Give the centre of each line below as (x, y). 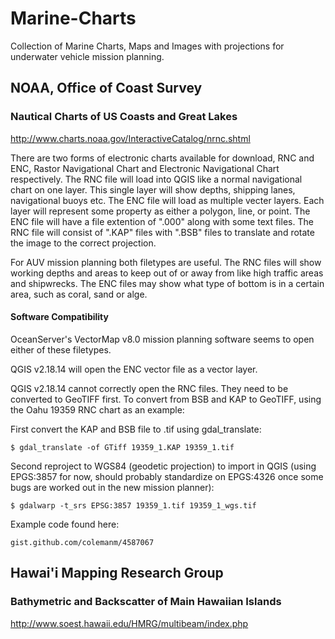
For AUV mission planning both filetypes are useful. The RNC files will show (166, 262)
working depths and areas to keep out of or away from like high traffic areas (167, 273)
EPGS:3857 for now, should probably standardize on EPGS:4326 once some (167, 476)
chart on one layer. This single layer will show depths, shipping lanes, (153, 189)
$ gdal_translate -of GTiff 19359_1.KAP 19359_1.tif (122, 447)
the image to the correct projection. (83, 243)
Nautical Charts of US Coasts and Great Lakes (124, 117)
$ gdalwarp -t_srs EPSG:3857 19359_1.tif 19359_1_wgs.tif (133, 505)
